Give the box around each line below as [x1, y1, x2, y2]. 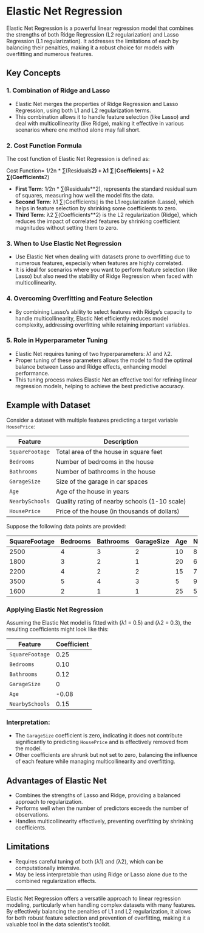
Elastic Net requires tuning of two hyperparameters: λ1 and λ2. [15, 350, 172, 357]
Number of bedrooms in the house [55, 457, 154, 466]
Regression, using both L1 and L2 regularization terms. [15, 107, 151, 114]
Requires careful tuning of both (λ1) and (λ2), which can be [15, 857, 163, 865]
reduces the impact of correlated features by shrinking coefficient [15, 218, 180, 225]
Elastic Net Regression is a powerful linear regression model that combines [6, 24, 194, 32]
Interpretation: [6, 718, 50, 726]
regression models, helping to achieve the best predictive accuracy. [15, 382, 185, 389]
